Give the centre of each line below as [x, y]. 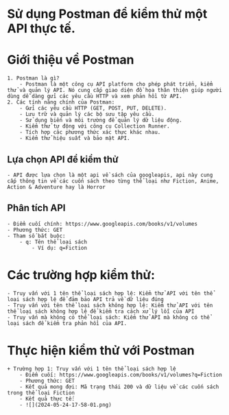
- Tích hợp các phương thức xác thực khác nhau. [90, 132]
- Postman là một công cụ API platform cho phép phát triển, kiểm [116, 84]
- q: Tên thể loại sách [53, 242]
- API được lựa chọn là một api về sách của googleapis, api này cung [110, 175]
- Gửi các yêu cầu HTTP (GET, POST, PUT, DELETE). [93, 108]
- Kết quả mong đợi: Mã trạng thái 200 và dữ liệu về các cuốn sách [119, 387]
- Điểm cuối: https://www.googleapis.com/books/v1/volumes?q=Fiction [121, 375]
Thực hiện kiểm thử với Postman [101, 350]
